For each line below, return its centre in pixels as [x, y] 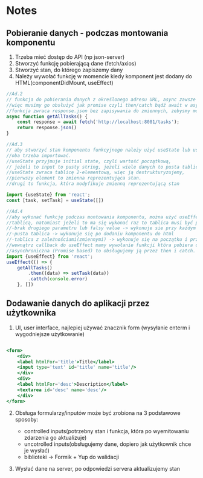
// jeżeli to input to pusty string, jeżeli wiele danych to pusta [93, 167]
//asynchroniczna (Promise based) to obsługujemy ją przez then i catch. [101, 251]
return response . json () [47, 128]
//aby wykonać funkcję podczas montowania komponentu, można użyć [92, 217]
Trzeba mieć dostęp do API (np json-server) [70, 57]
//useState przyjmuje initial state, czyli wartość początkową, [89, 161]
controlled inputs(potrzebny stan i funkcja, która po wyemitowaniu [106, 431]
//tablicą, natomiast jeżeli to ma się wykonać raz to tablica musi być [100, 223]
